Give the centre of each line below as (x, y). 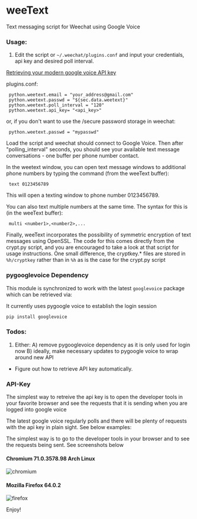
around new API (34, 357)
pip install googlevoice (37, 317)
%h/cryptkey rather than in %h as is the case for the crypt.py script (86, 260)
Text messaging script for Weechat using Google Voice (73, 27)
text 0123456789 (29, 184)
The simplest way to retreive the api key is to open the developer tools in (95, 397)
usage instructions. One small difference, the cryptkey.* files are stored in (96, 254)
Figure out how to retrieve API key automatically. (74, 369)
